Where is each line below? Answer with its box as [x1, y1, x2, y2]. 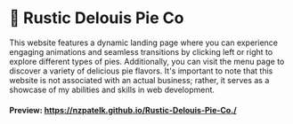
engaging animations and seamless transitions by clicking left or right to [9, 46, 273, 57]
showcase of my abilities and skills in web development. [9, 84, 216, 95]
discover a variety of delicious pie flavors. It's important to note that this [9, 66, 273, 76]
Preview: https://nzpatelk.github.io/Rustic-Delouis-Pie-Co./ [9, 105, 238, 115]
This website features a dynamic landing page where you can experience [9, 37, 279, 48]
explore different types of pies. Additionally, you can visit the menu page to [9, 56, 285, 66]
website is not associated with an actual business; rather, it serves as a [9, 74, 270, 85]
